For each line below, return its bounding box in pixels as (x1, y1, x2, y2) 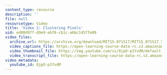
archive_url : (9, 39, 37, 44)
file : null (5, 16, 28, 21)
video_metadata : (5, 58, 39, 63)
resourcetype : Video (5, 21, 48, 26)
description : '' (5, 12, 39, 17)
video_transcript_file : (9, 53, 59, 58)
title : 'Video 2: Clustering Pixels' (5, 26, 83, 31)
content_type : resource (5, 7, 55, 12)
